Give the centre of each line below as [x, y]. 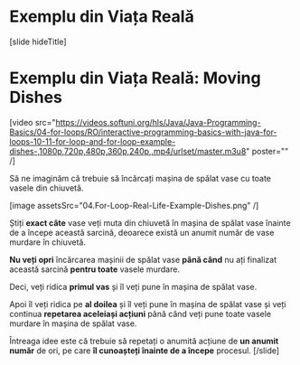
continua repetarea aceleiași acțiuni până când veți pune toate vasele [141, 314]
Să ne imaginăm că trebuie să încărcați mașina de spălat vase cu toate [141, 178]
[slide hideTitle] [38, 42]
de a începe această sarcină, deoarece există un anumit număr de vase [142, 232]
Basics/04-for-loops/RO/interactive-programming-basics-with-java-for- [143, 132]
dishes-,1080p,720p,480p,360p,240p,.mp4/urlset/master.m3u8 [128, 151]
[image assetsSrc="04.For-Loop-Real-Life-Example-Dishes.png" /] [134, 205]
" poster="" [267, 151]
